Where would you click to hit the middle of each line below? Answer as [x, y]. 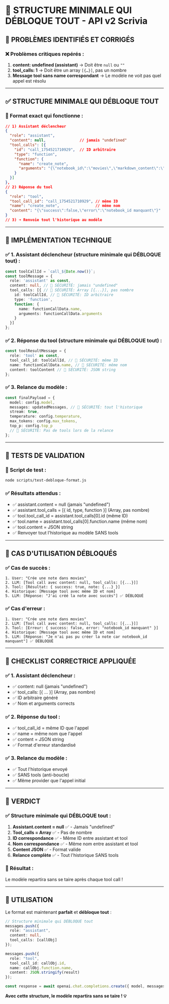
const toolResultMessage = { [36, 351]
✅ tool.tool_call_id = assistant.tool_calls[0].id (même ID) [70, 515]
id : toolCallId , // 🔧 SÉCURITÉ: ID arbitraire [64, 295]
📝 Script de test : [26, 470]
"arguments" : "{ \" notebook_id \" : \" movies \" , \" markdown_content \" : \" [92, 168]
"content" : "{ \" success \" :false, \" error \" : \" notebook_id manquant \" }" [85, 211]
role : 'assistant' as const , [40, 281]
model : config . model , [32, 403]
